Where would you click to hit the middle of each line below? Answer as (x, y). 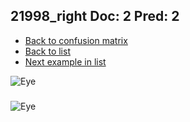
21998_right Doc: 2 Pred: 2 (95, 16)
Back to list (47, 51)
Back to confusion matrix (76, 40)
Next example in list (65, 61)
